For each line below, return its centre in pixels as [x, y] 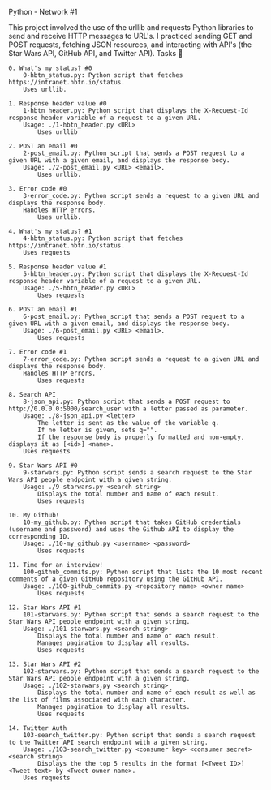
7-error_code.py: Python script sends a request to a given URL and [141, 359]
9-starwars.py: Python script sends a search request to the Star [138, 473]
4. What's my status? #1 [50, 231]
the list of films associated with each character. [97, 700]
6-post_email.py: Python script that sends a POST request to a [134, 316]
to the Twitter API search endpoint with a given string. [108, 742]
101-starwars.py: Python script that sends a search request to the [141, 615]
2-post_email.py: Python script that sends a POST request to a [134, 153]
